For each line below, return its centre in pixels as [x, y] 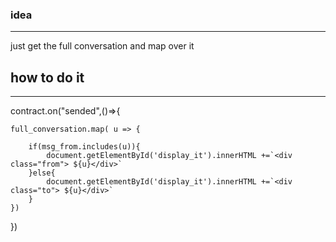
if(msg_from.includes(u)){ [84, 147]
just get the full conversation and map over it [102, 46]
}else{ [42, 173]
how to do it [47, 77]
